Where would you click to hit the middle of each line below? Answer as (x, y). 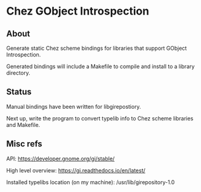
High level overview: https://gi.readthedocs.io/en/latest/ (76, 170)
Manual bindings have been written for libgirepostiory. (74, 106)
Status (19, 92)
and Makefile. (23, 125)
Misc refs (24, 144)
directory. (18, 73)
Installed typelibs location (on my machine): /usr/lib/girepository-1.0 (91, 182)
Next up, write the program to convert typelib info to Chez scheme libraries (100, 118)
